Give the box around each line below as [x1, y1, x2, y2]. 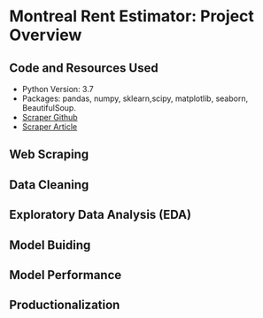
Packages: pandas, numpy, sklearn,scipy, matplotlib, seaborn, [21, 93, 249, 104]
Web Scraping [9, 147, 89, 162]
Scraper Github [21, 112, 78, 122]
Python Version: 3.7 [21, 84, 95, 94]
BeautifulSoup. [21, 103, 77, 112]
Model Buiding [9, 237, 91, 252]
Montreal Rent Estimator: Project [9, 6, 255, 27]
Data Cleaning [9, 177, 89, 192]
